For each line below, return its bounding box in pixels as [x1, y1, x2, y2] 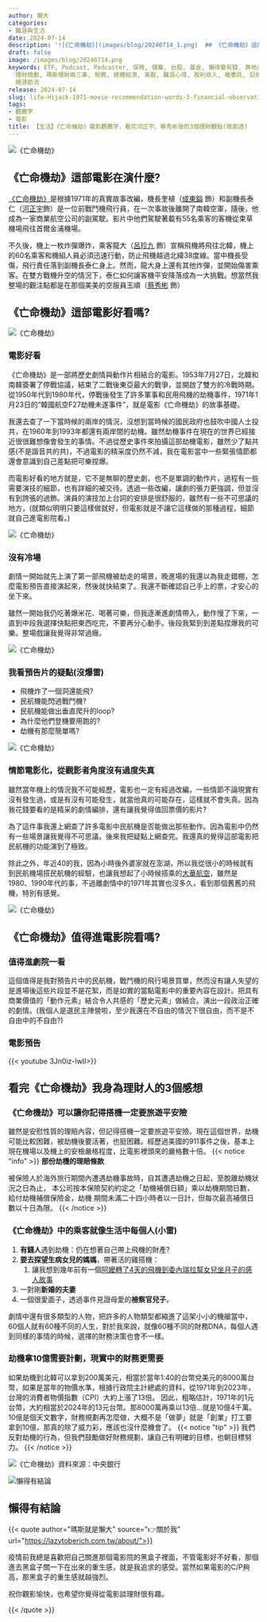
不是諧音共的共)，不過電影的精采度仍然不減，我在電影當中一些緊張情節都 [17, 446, 257, 456]
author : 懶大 [8, 11, 49, 20]
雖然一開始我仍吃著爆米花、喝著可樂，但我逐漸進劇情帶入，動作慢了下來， [8, 608, 252, 618]
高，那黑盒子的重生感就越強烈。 [8, 1572, 113, 1581]
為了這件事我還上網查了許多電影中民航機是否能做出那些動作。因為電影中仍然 [8, 821, 259, 831]
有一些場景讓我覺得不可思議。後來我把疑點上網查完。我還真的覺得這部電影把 [8, 831, 259, 840]
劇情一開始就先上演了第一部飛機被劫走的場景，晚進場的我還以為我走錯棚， [8, 571, 252, 581]
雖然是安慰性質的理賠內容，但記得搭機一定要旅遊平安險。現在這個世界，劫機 [8, 1127, 259, 1137]
